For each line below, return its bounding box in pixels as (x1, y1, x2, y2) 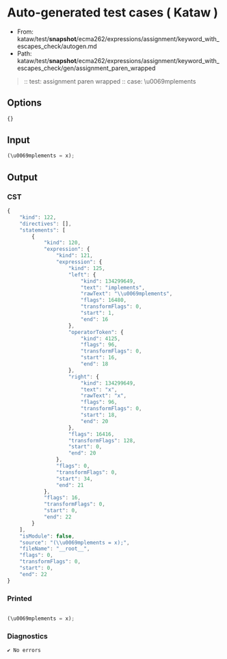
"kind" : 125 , (68, 265, 106, 272)
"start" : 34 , (55, 475, 94, 482)
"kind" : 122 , (19, 214, 57, 221)
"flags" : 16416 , (68, 431, 115, 438)
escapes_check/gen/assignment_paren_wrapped (16, 64, 156, 72)
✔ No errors (7, 647, 41, 654)
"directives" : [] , (19, 220, 72, 227)
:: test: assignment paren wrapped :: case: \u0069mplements (23, 77, 196, 85)
